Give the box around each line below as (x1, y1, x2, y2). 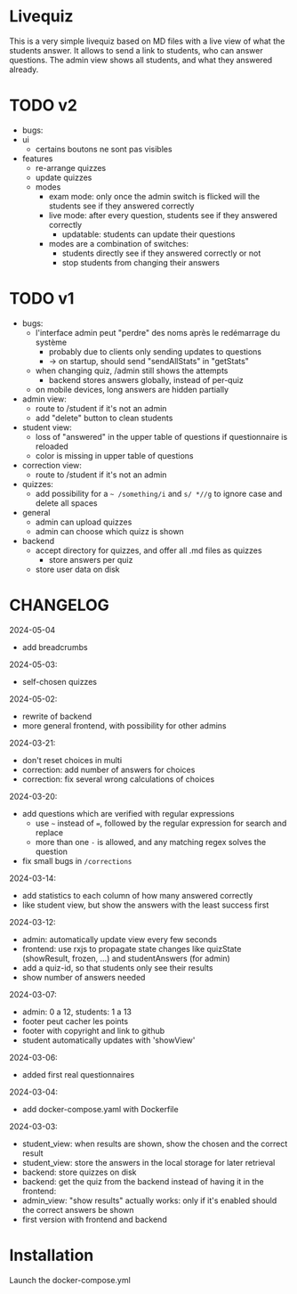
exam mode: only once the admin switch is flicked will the (48, 191, 261, 201)
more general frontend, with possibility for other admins (21, 720, 227, 731)
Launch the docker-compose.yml (9, 1274, 131, 1285)
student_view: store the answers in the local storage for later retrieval (21, 1157, 276, 1168)
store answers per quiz (48, 554, 133, 565)
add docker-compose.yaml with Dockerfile (21, 1103, 180, 1114)
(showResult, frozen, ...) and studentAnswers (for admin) (21, 953, 231, 964)
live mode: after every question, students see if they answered (48, 209, 277, 220)
